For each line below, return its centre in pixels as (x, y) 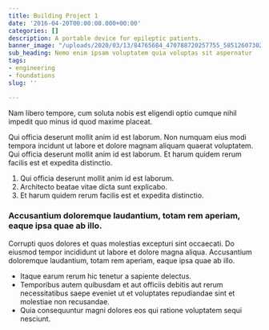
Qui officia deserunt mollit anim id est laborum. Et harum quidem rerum (125, 154)
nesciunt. (35, 319)
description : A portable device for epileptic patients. (105, 38)
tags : (17, 61)
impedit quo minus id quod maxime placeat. (80, 121)
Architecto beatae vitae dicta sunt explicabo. (94, 186)
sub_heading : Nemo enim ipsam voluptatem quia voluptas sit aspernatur (130, 53)
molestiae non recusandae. (64, 301)
